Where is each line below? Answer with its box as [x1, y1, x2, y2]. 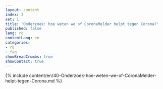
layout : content [5, 7, 39, 13]
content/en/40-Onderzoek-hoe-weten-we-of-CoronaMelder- [29, 72, 156, 78]
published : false [5, 26, 42, 31]
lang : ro [5, 31, 24, 36]
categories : [5, 40, 30, 45]
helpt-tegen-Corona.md [5, 78, 55, 84]
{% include [5, 72, 28, 78]
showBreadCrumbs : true [5, 54, 53, 59]
